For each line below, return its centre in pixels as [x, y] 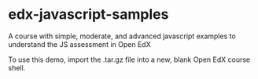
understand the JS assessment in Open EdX [79, 44]
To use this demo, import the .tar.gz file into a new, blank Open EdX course [129, 59]
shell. [17, 67]
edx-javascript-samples [88, 14]
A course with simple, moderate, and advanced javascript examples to [122, 36]
